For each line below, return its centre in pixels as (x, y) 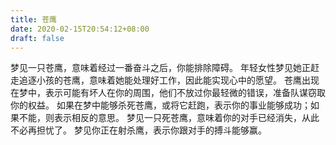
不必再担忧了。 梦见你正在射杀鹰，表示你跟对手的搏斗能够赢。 (138, 130)
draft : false (37, 38)
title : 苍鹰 (33, 19)
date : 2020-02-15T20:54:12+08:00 (80, 29)
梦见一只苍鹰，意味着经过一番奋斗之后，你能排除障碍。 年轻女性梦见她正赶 (165, 68)
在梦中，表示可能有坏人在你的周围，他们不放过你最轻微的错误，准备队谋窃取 (168, 93)
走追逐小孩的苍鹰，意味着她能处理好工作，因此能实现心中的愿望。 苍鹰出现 (165, 80)
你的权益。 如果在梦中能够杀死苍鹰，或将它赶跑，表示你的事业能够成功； (160, 105)
